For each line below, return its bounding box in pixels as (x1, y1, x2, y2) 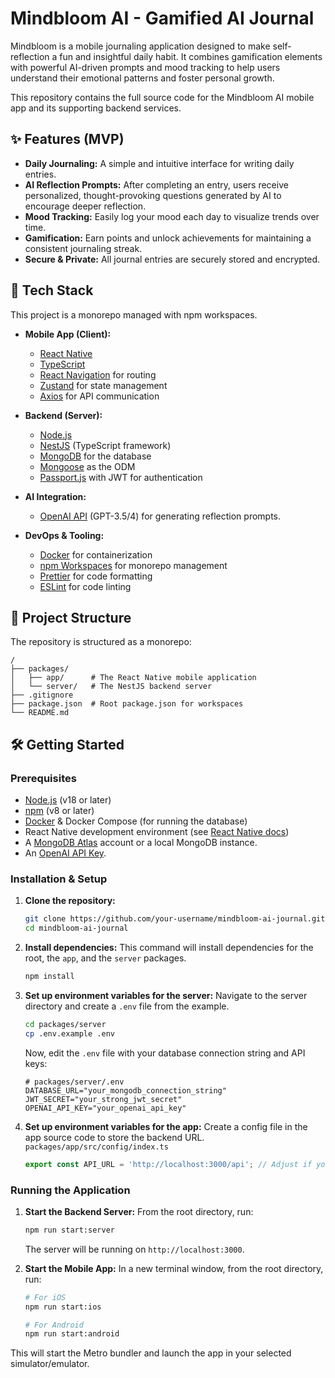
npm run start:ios (24, 1302, 102, 1312)
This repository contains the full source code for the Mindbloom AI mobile (10, 91, 315, 103)
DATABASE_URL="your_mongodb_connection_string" (24, 1085, 227, 1096)
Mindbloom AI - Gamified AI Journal (10, 7, 315, 30)
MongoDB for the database (39, 450, 152, 462)
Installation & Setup (10, 872, 108, 886)
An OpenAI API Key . (24, 847, 107, 859)
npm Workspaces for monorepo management (39, 559, 228, 571)
